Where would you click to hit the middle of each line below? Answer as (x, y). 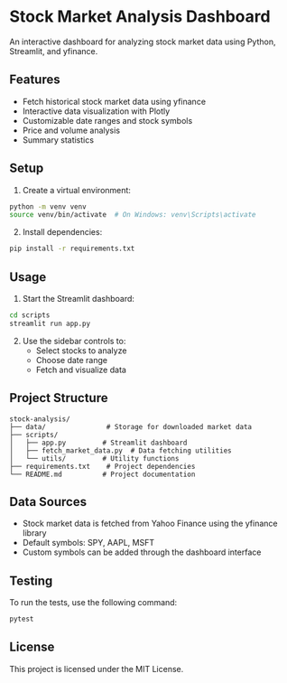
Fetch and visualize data (81, 370)
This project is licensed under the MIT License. (97, 669)
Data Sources (48, 502)
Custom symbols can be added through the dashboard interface (142, 552)
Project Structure (59, 398)
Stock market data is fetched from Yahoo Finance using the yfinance (150, 524)
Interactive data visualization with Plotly (96, 111)
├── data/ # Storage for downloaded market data (131, 426)
